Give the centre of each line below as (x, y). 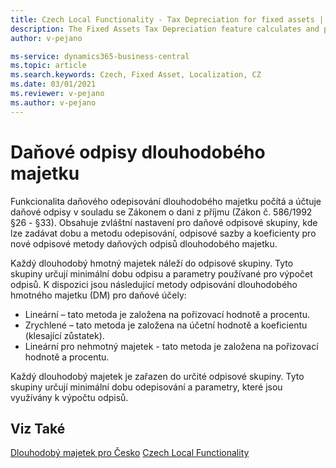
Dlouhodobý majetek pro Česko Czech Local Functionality (130, 453)
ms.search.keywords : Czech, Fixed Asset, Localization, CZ (136, 75)
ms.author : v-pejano (53, 102)
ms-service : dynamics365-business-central (100, 56)
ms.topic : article (48, 66)
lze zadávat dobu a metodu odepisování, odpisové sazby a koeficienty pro (163, 233)
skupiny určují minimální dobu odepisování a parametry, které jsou (146, 387)
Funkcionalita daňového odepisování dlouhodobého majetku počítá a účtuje (166, 201)
